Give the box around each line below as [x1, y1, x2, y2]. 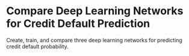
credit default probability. [6, 43, 69, 50]
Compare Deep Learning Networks [6, 4, 184, 18]
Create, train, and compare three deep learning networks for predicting [6, 36, 182, 43]
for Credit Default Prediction [6, 17, 150, 30]
